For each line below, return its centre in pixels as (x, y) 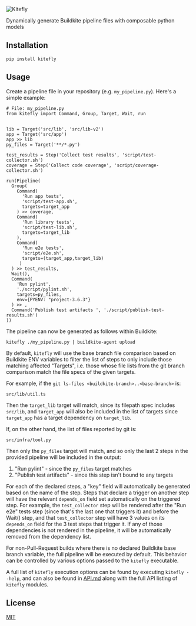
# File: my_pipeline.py (35, 108)
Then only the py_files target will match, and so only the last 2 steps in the (97, 451)
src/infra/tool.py (29, 440)
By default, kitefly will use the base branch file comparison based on (91, 353)
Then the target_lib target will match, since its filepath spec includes (91, 405)
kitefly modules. (27, 584)
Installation (27, 45)
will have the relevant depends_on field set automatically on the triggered (93, 498)
